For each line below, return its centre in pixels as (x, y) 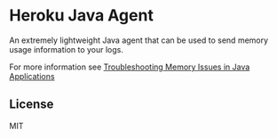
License (32, 105)
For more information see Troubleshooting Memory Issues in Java (130, 67)
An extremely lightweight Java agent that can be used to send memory (139, 40)
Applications (32, 76)
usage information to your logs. (67, 49)
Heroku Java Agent (81, 16)
